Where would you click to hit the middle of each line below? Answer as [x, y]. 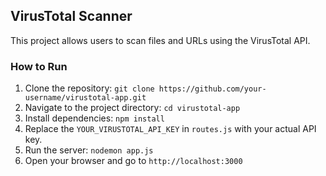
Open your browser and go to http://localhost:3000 [133, 161]
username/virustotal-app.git [85, 98]
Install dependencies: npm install [94, 118]
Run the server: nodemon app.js [89, 150]
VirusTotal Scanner [71, 16]
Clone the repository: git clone [89, 88]
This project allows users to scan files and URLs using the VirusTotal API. [160, 40]
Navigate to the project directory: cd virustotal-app [132, 108]
